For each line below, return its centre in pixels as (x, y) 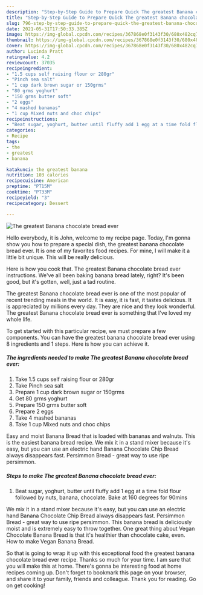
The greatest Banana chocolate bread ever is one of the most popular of (96, 293)
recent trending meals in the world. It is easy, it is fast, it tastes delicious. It (99, 300)
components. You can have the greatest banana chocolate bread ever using (101, 337)
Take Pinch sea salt (39, 386)
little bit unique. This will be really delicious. (60, 257)
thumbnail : (20, 40)
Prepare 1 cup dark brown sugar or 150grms (70, 392)
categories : (21, 130)
